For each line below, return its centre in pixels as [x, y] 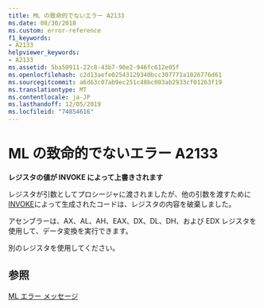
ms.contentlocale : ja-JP [49, 97]
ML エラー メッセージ [43, 296]
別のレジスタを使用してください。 [64, 248]
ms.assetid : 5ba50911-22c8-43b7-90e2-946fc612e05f [94, 68]
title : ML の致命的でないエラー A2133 [66, 16]
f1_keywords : [30, 38]
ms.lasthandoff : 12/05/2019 [55, 104]
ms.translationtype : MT [48, 90]
